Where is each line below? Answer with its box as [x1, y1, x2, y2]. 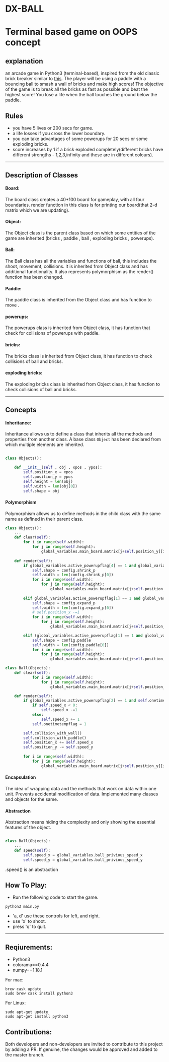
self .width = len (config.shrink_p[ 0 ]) [32, 573, 114, 578]
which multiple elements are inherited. [5, 442, 84, 448]
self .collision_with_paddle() [23, 735, 87, 740]
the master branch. [5, 1051, 45, 1057]
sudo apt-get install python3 [5, 1014, 69, 1019]
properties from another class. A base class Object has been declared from [5, 436, 161, 443]
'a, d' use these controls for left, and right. [12, 913, 100, 919]
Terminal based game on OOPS [5, 26, 138, 38]
